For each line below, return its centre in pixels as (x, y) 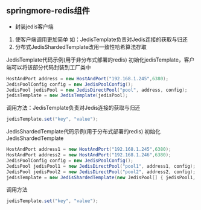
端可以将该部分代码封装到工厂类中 (49, 67)
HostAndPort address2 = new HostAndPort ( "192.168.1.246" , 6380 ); (89, 155)
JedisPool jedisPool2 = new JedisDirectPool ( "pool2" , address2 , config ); (101, 172)
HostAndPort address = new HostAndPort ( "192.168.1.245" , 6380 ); (88, 78)
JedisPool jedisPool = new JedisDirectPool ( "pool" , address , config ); (97, 90)
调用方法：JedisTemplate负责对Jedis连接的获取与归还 (73, 108)
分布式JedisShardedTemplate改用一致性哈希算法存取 (81, 46)
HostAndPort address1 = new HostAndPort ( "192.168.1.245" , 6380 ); (89, 150)
